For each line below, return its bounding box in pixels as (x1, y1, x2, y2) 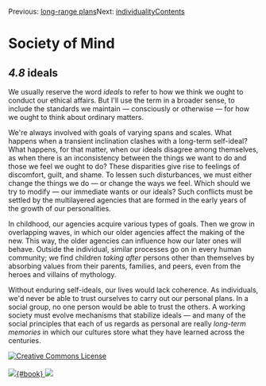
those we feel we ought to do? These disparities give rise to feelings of (8, 162, 241, 171)
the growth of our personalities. (8, 204, 111, 213)
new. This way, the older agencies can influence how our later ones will (8, 236, 242, 245)
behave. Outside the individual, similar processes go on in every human (8, 245, 242, 253)
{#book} (16, 369, 44, 378)
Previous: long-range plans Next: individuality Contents (8, 7, 185, 16)
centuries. (8, 336, 41, 345)
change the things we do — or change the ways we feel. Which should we (8, 179, 251, 187)
